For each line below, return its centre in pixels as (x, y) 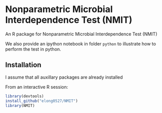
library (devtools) (25, 96)
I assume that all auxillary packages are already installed (64, 77)
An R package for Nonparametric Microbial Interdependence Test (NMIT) (81, 34)
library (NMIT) (20, 105)
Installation (23, 65)
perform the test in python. (33, 49)
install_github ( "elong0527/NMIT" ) (42, 101)
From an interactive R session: (37, 87)
